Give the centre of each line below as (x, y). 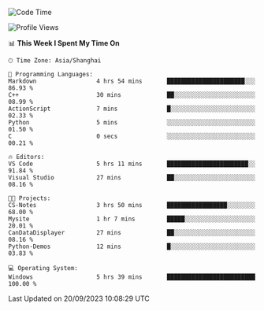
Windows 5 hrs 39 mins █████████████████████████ (132, 277)
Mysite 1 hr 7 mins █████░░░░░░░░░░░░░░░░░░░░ (132, 219)
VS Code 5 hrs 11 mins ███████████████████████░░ (132, 164)
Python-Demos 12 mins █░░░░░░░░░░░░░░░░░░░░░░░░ (132, 246)
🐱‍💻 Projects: (30, 198)
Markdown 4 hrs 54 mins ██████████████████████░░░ (132, 81)
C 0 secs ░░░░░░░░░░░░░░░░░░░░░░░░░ (132, 136)
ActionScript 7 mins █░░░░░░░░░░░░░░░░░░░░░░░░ (132, 109)
